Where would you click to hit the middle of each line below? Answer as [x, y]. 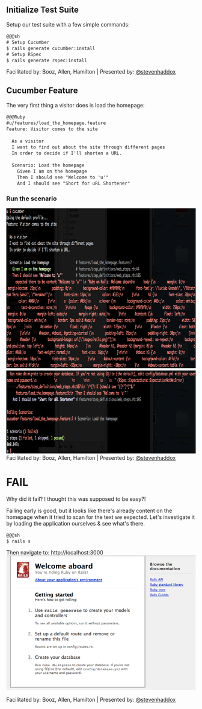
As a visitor [28, 141]
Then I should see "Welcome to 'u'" [63, 177]
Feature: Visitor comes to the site [52, 129]
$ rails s [19, 541]
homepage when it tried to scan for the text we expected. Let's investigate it [101, 517]
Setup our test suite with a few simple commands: [68, 24]
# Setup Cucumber [28, 42]
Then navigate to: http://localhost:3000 [55, 552]
